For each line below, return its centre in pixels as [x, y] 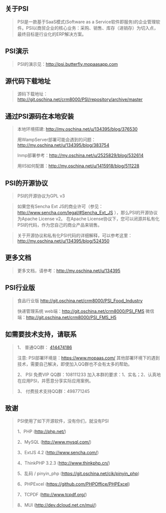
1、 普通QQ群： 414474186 [45, 347]
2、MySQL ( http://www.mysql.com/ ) [54, 442]
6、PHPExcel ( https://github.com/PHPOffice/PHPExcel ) [74, 484]
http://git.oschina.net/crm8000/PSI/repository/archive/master [80, 99]
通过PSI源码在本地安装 [40, 116]
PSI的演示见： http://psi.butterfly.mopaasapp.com [67, 64]
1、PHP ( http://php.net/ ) [42, 431]
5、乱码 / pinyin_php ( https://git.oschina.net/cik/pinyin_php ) [78, 473]
